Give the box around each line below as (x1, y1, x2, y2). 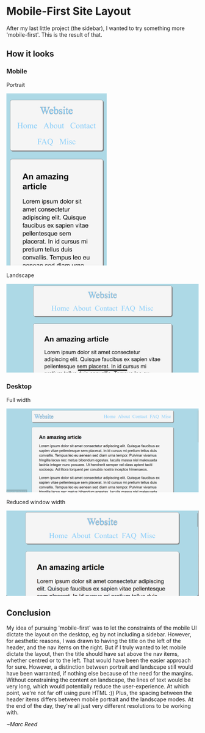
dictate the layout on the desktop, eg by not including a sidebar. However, (6, 630, 192, 638)
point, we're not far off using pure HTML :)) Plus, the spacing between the (6, 689, 192, 696)
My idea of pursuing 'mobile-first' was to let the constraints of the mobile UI (6, 624, 197, 631)
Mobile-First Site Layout (6, 4, 131, 18)
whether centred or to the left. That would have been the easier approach (6, 657, 191, 664)
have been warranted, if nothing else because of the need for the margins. (6, 669, 193, 677)
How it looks (6, 49, 54, 59)
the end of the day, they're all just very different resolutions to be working (6, 702, 191, 709)
